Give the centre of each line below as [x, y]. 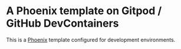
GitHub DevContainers [62, 23]
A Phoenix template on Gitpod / [84, 11]
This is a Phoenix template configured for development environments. [91, 40]
